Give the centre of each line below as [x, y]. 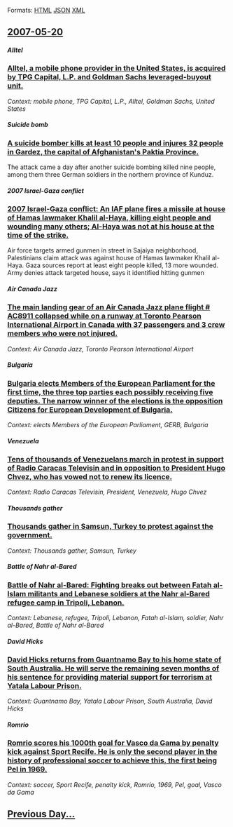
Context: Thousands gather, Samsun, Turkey [72, 551]
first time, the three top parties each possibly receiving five [110, 392]
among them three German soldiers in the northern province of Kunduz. [111, 175]
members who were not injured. [62, 334]
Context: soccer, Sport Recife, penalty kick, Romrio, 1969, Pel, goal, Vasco [114, 784]
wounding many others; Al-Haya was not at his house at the [111, 227]
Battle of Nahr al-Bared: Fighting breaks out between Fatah [110, 585]
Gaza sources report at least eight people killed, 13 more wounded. [122, 265]
